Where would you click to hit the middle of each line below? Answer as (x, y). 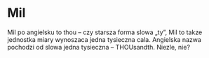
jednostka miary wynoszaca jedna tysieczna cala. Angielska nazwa (104, 39)
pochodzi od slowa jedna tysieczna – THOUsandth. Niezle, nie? (99, 47)
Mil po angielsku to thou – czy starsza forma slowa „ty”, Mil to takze (105, 32)
